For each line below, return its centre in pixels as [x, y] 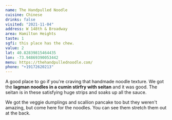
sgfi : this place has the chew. [40, 43]
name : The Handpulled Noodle [36, 10]
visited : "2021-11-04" [30, 24]
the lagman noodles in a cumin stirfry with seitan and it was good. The [81, 87]
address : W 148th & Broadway [36, 29]
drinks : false [21, 19]
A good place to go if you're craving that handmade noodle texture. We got [85, 82]
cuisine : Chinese [24, 15]
